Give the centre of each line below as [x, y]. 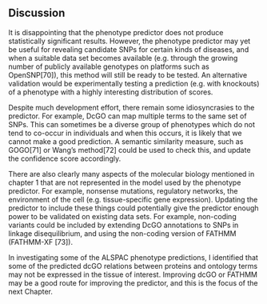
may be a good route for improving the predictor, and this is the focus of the [133, 282]
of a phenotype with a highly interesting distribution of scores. [111, 92]
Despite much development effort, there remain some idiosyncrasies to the [132, 107]
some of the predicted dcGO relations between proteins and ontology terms [133, 266]
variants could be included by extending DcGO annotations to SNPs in [124, 225]
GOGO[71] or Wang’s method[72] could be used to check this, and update [130, 150]
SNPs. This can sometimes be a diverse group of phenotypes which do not [132, 124]
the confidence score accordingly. [65, 158]
